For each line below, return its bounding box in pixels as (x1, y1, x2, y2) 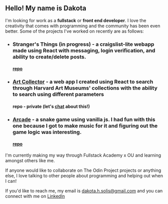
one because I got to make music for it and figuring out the (12, 122, 158, 129)
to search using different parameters (12, 91, 104, 98)
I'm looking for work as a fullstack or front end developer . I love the (5, 17, 146, 23)
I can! (5, 178, 17, 184)
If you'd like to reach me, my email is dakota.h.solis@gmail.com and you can (5, 187, 163, 193)
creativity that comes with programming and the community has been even (5, 23, 160, 29)
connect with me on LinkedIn (5, 193, 65, 199)
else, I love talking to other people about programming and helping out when (5, 172, 163, 178)
